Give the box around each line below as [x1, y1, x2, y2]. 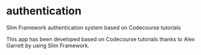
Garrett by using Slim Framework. [6, 42, 89, 49]
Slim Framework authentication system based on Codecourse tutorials [6, 24, 181, 31]
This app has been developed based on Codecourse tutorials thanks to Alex [6, 35, 195, 42]
